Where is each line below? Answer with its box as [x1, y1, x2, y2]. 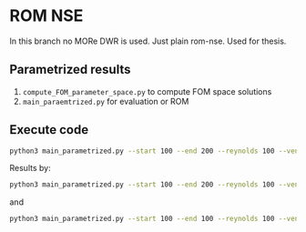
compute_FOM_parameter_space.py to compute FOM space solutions [22, 86, 272, 96]
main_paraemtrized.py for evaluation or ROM [22, 96, 189, 106]
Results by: [9, 163, 52, 174]
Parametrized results [9, 62, 131, 77]
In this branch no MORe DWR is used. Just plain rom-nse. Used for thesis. [9, 35, 287, 46]
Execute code [9, 122, 89, 137]
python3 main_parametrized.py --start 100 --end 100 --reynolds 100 [9, 215, 275, 224]
